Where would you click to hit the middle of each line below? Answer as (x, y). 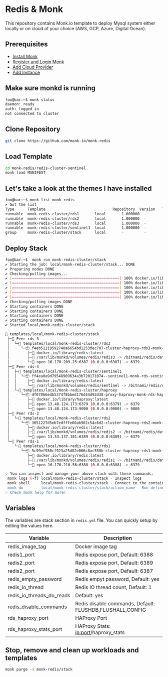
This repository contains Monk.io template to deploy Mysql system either (80, 23)
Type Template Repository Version (80, 209)
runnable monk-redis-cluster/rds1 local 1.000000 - (76, 214)
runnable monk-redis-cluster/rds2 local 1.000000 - (76, 219)
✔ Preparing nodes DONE (30, 269)
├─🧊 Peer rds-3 (23, 339)
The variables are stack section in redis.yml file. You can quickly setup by (81, 520)
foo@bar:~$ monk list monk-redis (40, 200)
